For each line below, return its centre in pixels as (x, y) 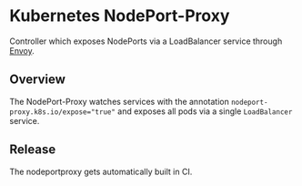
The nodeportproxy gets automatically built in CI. (101, 171)
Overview (38, 80)
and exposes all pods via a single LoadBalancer (205, 111)
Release (33, 150)
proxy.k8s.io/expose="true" (63, 112)
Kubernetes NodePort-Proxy (120, 16)
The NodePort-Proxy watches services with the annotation (119, 101)
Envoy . (22, 50)
